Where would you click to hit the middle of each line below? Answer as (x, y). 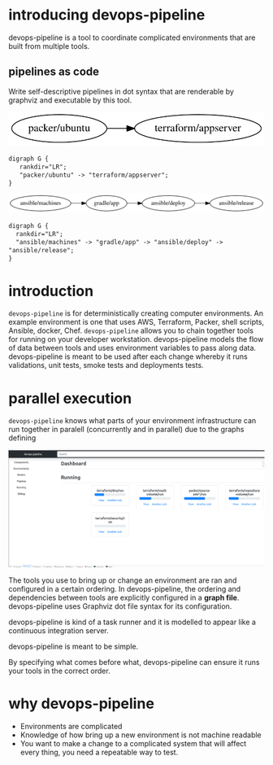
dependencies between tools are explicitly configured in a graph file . (124, 598)
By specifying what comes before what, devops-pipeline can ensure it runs (134, 662)
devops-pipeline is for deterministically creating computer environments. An (136, 313)
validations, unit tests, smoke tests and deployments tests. (106, 365)
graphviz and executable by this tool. (70, 100)
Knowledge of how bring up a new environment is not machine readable (141, 735)
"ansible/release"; (41, 251)
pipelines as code (54, 72)
